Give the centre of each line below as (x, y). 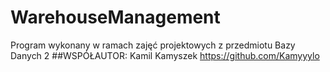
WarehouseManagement (115, 17)
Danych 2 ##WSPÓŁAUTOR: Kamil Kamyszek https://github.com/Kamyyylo (165, 55)
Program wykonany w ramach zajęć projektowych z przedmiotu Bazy (153, 45)
